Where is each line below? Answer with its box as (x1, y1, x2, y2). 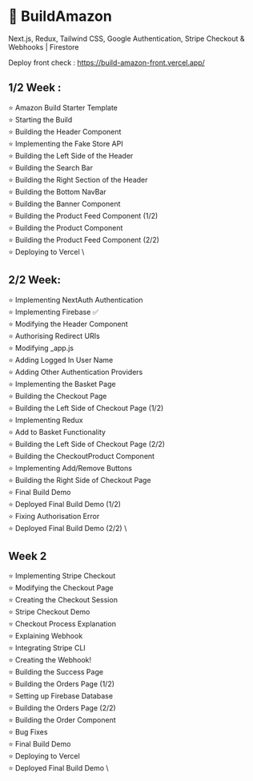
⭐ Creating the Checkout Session (8, 595, 118, 605)
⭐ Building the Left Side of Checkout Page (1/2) (8, 403, 164, 413)
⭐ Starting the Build (8, 115, 73, 124)
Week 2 (8, 549, 47, 563)
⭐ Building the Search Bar (8, 163, 94, 172)
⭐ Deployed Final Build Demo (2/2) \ (8, 523, 127, 533)
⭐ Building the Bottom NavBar (8, 187, 106, 196)
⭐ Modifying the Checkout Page (8, 583, 114, 593)
